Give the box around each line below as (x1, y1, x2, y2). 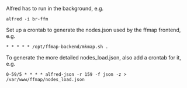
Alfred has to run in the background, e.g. (6, 5, 104, 12)
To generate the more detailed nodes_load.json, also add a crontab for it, (6, 54, 181, 61)
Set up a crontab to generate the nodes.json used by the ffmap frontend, (6, 26, 181, 33)
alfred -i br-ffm (6, 16, 49, 22)
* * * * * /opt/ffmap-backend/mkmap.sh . (6, 44, 109, 50)
